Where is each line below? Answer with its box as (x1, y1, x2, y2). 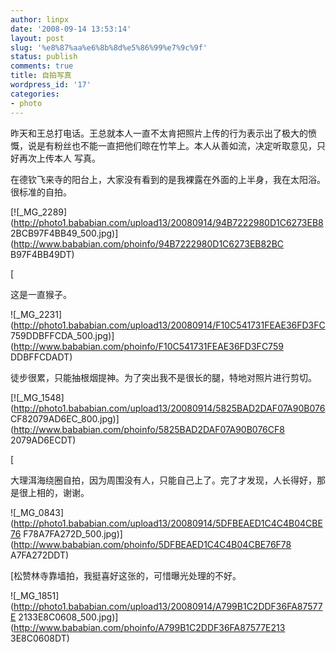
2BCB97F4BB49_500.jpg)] (10, 227, 119, 239)
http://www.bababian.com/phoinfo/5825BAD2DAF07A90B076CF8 (13, 423, 285, 435)
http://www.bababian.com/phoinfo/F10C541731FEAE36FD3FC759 (13, 340, 284, 352)
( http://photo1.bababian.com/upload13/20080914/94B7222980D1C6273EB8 (10, 216, 324, 228)
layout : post (10, 33, 65, 43)
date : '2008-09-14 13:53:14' (10, 24, 132, 34)
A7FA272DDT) (10, 549, 70, 561)
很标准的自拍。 (10, 186, 72, 198)
